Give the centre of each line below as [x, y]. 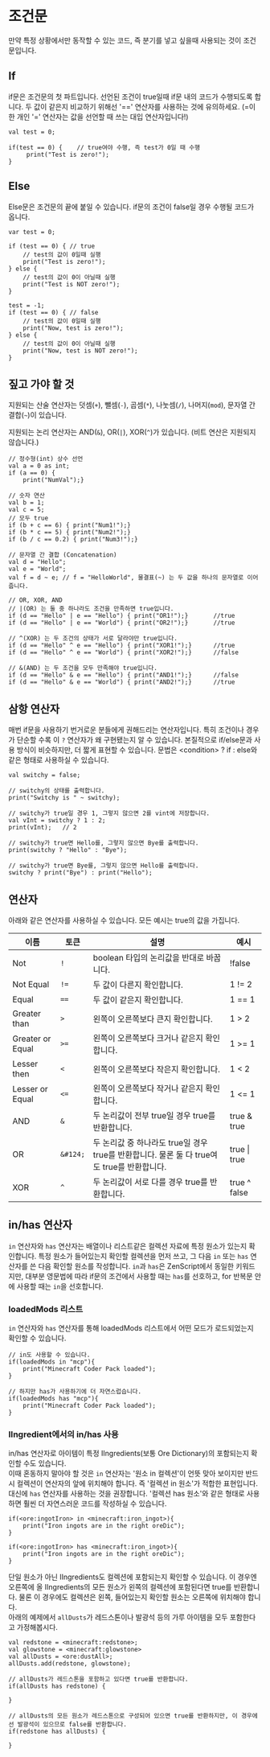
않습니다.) [24, 442]
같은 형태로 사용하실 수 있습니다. [59, 760]
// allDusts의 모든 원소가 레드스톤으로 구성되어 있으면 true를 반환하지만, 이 [123, 1716]
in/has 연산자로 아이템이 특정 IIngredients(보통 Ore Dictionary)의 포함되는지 [129, 1454]
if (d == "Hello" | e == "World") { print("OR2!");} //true [122, 623]
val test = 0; [32, 132]
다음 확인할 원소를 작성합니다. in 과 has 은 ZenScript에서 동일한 [136, 1266]
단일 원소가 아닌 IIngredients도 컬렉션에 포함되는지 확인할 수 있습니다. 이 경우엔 [133, 1577]
